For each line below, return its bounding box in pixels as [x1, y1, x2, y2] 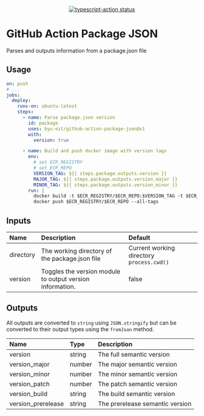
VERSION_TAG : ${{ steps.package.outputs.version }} [33, 170, 167, 176]
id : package [28, 120, 59, 126]
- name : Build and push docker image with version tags [22, 148, 167, 154]
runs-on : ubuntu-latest [17, 103, 78, 109]
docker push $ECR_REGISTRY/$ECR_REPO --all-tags [33, 199, 159, 205]
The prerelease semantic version [98, 399, 192, 408]
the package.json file [41, 254, 101, 263]
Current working [128, 243, 175, 252]
